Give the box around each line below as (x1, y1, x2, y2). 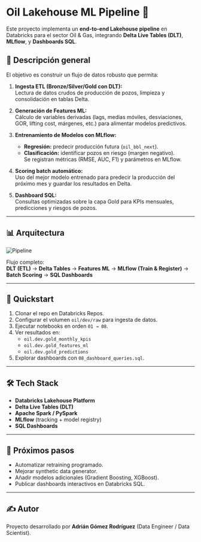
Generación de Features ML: (14, 107, 87, 114)
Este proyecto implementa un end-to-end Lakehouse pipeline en (6, 25, 167, 32)
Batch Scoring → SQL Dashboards (6, 271, 93, 278)
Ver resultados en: (14, 329, 60, 336)
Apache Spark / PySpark (14, 410, 78, 417)
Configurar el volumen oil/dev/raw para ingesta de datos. (14, 316, 158, 324)
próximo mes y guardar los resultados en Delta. (14, 179, 132, 187)
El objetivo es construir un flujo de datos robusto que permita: (6, 71, 159, 78)
